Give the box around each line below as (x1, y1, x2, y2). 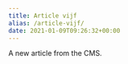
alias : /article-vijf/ (8, 19, 85, 27)
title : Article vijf (8, 11, 78, 20)
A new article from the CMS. (8, 49, 102, 58)
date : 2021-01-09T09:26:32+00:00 (8, 26, 121, 34)
